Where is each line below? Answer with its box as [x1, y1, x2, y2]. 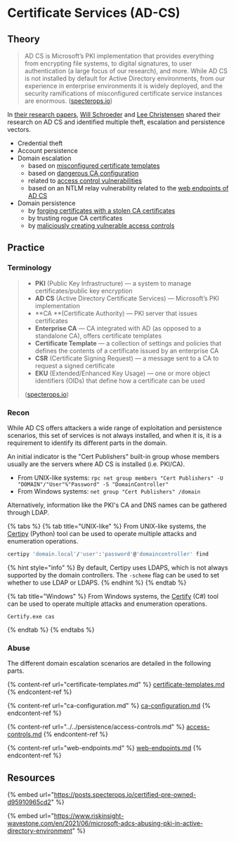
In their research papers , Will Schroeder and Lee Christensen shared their [7, 111, 221, 118]
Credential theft [17, 139, 63, 147]
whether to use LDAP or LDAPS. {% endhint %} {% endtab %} [7, 578, 187, 587]
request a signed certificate [34, 361, 115, 370]
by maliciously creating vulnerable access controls [27, 221, 175, 230]
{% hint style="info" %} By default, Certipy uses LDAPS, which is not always [7, 563, 228, 572]
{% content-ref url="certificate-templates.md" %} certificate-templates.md [7, 681, 225, 689]
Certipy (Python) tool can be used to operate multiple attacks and [7, 529, 197, 537]
